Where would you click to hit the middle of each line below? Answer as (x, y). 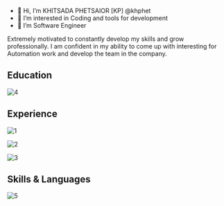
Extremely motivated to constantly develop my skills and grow (96, 39)
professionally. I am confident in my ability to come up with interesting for (112, 46)
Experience (32, 114)
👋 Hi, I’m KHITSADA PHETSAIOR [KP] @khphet (84, 11)
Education (30, 75)
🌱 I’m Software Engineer (52, 25)
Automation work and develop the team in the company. (87, 53)
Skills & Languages (49, 179)
